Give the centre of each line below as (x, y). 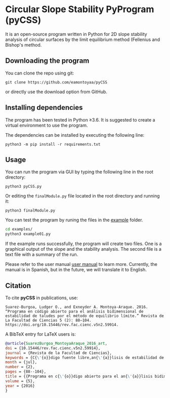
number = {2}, (20, 367)
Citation (18, 285)
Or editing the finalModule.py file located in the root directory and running (83, 196)
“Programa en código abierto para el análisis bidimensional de (74, 311)
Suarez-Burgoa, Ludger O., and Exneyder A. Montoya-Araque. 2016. (77, 307)
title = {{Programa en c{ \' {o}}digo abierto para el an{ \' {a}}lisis (79, 376)
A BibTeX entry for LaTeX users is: (40, 334)
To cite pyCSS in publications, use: (42, 298)
